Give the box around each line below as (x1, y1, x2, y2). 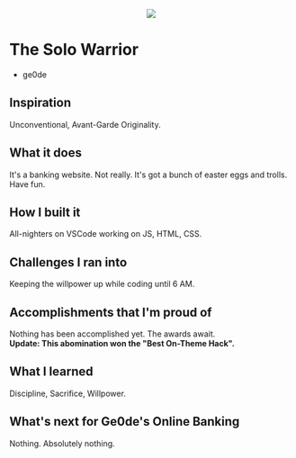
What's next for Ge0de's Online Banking (9, 414, 240, 429)
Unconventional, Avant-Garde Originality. (9, 119, 161, 130)
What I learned (9, 364, 94, 380)
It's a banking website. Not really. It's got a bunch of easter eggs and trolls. (9, 169, 288, 180)
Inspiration (9, 95, 72, 111)
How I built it (9, 204, 81, 220)
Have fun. (9, 178, 46, 189)
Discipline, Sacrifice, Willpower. (9, 388, 126, 399)
